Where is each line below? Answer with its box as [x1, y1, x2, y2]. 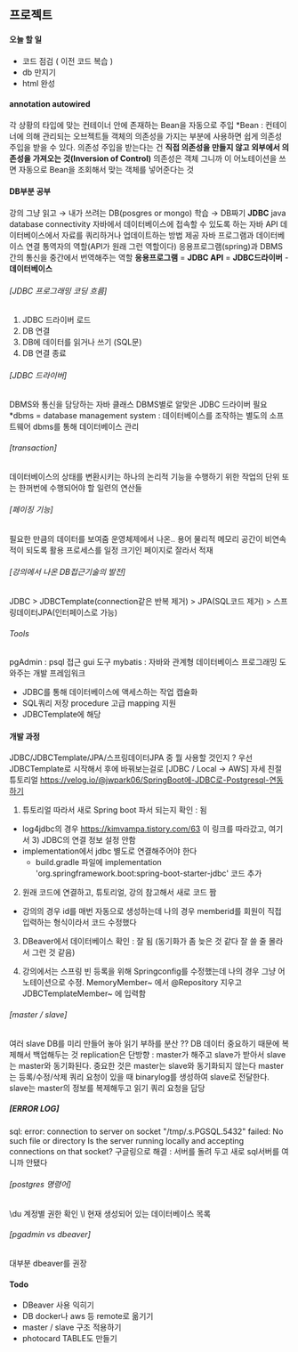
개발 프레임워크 [32, 668, 86, 678]
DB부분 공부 [9, 186, 52, 197]
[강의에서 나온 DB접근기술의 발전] [9, 567, 126, 578]
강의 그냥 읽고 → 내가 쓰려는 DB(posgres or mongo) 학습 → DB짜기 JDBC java [9, 207, 286, 218]
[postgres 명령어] [9, 1179, 71, 1190]
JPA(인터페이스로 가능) [37, 607, 118, 618]
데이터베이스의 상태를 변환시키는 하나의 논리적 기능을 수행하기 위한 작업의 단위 [9, 471, 280, 482]
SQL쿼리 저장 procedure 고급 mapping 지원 [21, 698, 176, 708]
